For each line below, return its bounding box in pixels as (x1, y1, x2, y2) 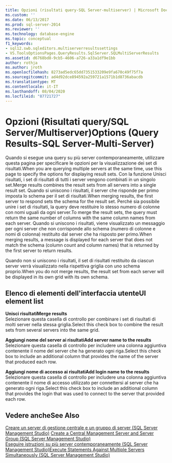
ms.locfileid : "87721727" (5, 94, 60, 99)
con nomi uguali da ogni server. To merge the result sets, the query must (5, 209, 157, 216)
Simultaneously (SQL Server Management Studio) (5, 452, 110, 458)
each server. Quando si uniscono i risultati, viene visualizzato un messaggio (5, 220, 165, 226)
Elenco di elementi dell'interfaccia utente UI (5, 289, 146, 297)
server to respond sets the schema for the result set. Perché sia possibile (5, 199, 160, 205)
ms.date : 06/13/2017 (5, 17, 50, 22)
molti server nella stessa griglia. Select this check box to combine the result (5, 322, 164, 328)
